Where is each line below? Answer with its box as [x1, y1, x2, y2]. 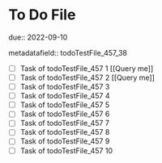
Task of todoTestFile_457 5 [19, 100, 110, 110]
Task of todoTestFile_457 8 [19, 127, 110, 137]
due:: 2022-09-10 [8, 32, 68, 42]
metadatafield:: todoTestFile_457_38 [8, 48, 128, 57]
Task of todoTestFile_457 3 [19, 82, 110, 92]
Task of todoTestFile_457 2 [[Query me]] [19, 73, 156, 82]
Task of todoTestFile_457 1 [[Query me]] [19, 63, 154, 73]
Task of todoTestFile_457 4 [19, 91, 111, 101]
